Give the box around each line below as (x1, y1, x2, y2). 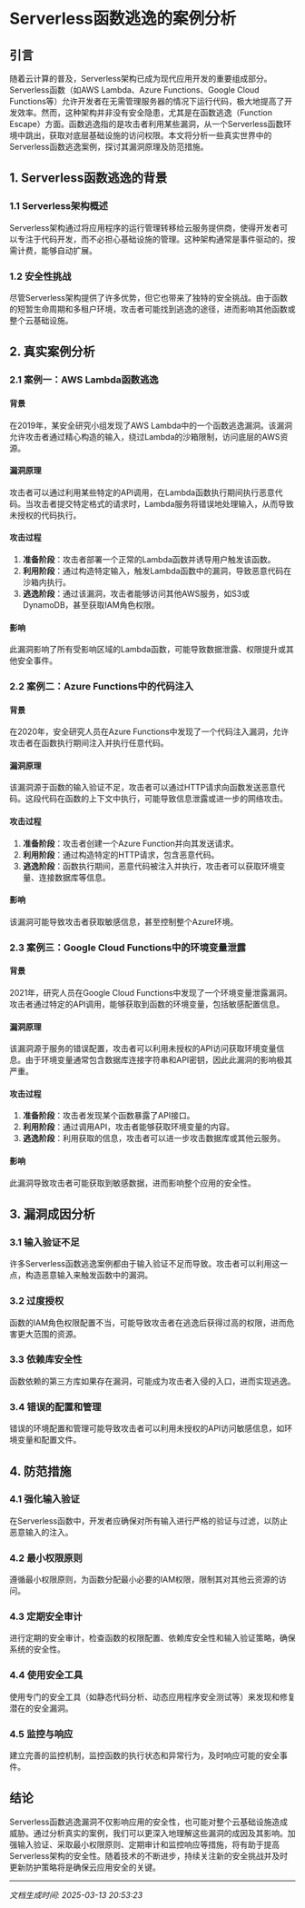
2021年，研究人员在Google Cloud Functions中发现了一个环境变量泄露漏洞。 (9, 987, 293, 998)
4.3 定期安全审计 (9, 1610, 84, 1623)
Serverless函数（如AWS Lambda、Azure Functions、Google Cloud (9, 84, 261, 95)
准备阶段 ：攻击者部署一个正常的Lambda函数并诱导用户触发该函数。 (22, 553, 276, 564)
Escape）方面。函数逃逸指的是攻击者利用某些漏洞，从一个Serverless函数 (9, 119, 284, 129)
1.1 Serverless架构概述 (9, 200, 109, 213)
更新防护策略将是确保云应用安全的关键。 (9, 1862, 161, 1873)
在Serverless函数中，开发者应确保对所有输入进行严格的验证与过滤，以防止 (9, 1515, 289, 1526)
